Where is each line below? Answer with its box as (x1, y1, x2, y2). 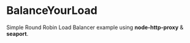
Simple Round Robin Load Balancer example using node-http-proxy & (6, 24, 184, 31)
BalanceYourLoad (6, 4, 98, 18)
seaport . (6, 30, 29, 37)
